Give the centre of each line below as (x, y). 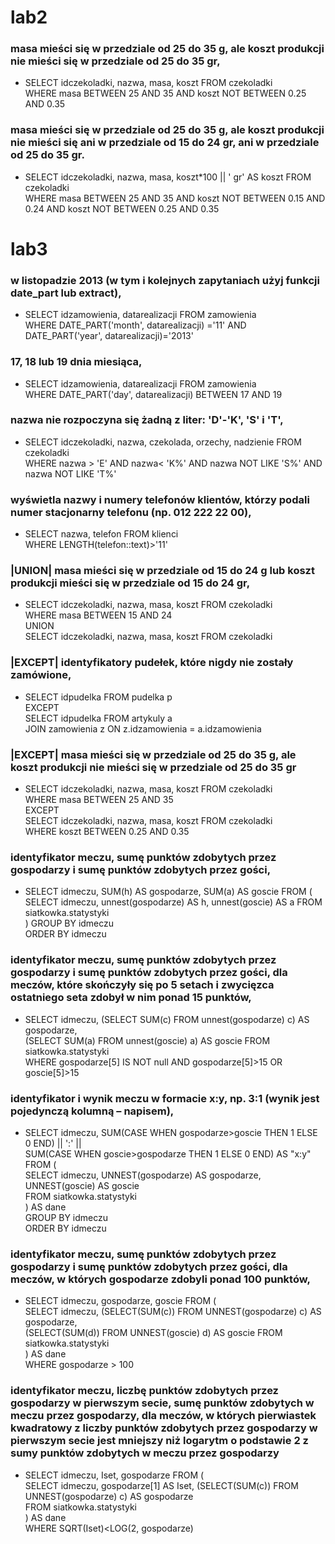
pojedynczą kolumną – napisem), (92, 1111)
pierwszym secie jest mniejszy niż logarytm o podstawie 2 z (159, 1441)
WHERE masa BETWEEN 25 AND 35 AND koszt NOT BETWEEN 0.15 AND (175, 198)
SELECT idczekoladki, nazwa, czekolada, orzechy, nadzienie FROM (163, 442)
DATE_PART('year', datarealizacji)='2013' (109, 336)
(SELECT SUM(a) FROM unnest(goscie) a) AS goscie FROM (147, 1040)
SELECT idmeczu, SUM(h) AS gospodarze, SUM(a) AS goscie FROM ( (168, 892)
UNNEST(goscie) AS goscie (82, 1185)
